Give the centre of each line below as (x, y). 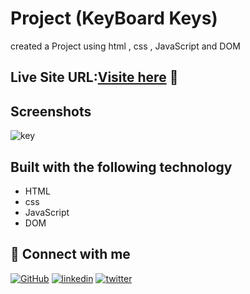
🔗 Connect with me (70, 254)
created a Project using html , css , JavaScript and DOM (125, 46)
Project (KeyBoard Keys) (114, 18)
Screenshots (51, 111)
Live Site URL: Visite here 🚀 (94, 77)
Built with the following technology (121, 167)
